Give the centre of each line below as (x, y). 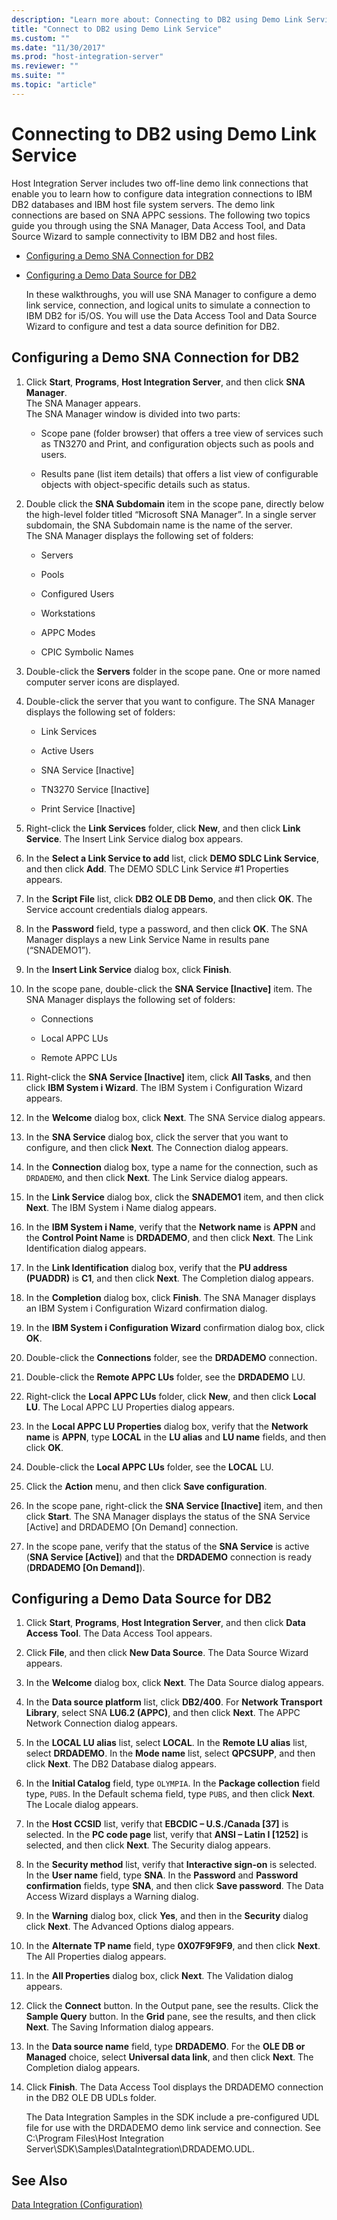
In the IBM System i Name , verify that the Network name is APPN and (170, 1227)
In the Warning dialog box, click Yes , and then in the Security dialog (167, 1916)
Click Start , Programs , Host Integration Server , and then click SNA (165, 382)
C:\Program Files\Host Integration (95, 2138)
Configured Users (77, 593)
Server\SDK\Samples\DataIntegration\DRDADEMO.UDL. (140, 2149)
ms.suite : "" (38, 76)
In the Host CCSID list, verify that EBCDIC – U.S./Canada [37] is (157, 1824)
